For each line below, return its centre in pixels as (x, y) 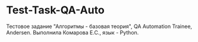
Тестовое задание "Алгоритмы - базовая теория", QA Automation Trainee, (99, 26)
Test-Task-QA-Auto (56, 10)
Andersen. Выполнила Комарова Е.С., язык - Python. (73, 32)
